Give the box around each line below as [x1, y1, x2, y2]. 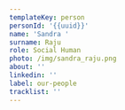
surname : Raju [9, 37, 62, 47]
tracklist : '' [9, 87, 62, 96]
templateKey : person [9, 12, 86, 22]
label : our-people [9, 79, 77, 88]
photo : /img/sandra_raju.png [9, 54, 117, 63]
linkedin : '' [9, 71, 58, 80]
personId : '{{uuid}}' [9, 21, 90, 30]
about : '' [9, 63, 46, 72]
